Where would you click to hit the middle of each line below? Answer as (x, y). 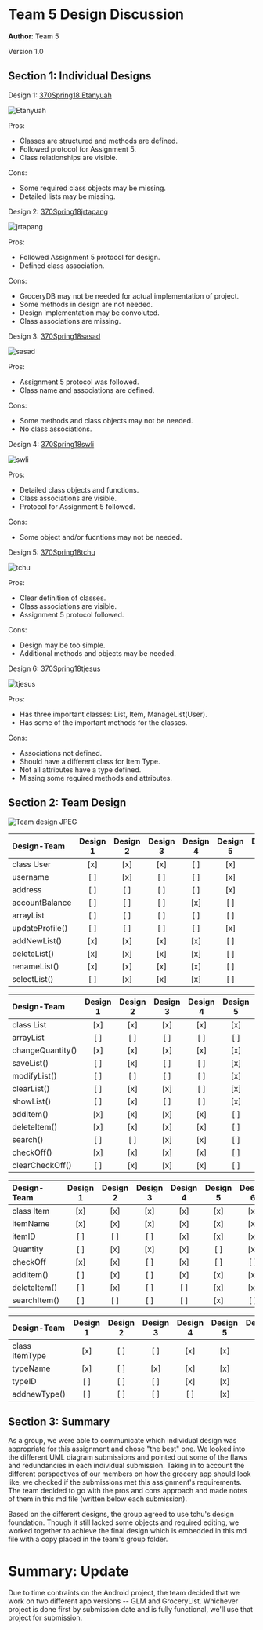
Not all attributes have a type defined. (80, 769)
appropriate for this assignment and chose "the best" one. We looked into (127, 1449)
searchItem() (36, 1300)
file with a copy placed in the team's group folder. (88, 1539)
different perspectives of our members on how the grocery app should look (130, 1474)
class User (31, 864)
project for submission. (45, 1618)
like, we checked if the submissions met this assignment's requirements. (125, 1482)
